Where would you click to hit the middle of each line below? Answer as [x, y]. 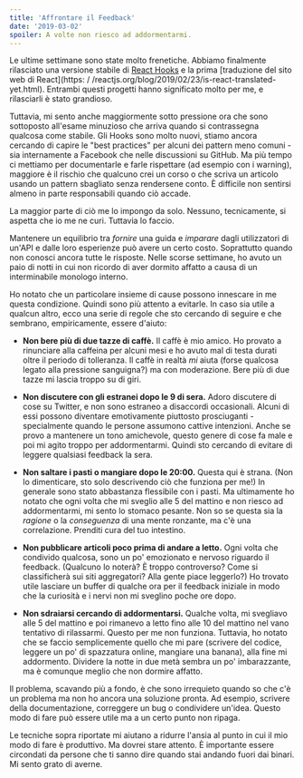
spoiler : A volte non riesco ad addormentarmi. [101, 34]
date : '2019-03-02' [46, 26]
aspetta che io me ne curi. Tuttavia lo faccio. [92, 221]
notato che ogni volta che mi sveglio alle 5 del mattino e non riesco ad [152, 501]
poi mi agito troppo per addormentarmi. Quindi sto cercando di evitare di [157, 445]
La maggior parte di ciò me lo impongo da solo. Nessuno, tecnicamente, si [148, 211]
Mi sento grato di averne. [56, 764]
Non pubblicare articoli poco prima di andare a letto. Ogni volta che [150, 548]
